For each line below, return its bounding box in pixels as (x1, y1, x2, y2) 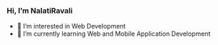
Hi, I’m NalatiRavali (6, 6, 73, 16)
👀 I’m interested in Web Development (16, 22, 126, 31)
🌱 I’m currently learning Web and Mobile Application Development (16, 29, 211, 38)
